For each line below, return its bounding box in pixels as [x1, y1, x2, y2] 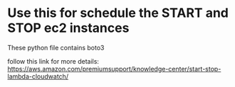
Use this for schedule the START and [7, 5, 229, 21]
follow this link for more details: [7, 57, 100, 65]
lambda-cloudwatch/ [7, 72, 69, 81]
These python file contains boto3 [7, 43, 105, 52]
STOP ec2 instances [7, 20, 130, 36]
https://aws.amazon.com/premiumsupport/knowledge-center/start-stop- [7, 64, 221, 73]
